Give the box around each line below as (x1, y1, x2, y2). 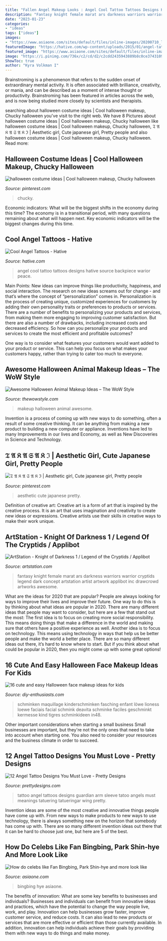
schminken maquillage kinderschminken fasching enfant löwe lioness (17, 702, 160, 707)
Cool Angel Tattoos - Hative (5, 235, 93, 243)
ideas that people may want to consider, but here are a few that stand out (5, 609, 156, 615)
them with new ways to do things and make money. (5, 930, 110, 936)
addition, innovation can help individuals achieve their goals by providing (5, 925, 154, 931)
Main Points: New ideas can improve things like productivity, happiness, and (5, 282, 161, 288)
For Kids (5, 669, 32, 677)
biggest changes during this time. (5, 221, 74, 227)
